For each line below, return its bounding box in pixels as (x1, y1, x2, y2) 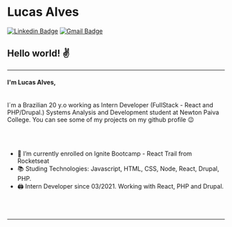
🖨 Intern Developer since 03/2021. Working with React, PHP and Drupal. (17, 182, 224, 190)
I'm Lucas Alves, (7, 78, 57, 87)
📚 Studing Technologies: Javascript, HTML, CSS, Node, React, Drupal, (17, 164, 220, 173)
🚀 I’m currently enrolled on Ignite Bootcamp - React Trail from (17, 149, 192, 158)
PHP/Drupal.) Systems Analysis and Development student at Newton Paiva (7, 108, 220, 116)
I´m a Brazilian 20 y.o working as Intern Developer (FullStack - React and (7, 100, 214, 109)
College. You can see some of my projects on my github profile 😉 (7, 115, 195, 124)
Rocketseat (17, 156, 50, 165)
